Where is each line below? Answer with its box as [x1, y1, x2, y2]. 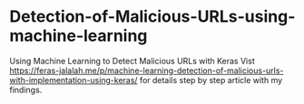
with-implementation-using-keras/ [9, 74, 138, 85]
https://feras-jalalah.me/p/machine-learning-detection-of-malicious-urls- [9, 65, 284, 76]
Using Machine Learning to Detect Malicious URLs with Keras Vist [9, 55, 256, 66]
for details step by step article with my [139, 74, 283, 85]
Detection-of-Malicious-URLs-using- [9, 6, 296, 27]
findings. [9, 84, 43, 95]
